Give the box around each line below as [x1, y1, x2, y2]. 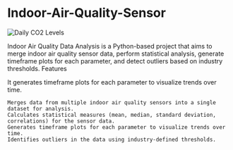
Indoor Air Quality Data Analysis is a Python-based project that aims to [7, 42, 213, 50]
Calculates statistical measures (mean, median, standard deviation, [7, 111, 217, 118]
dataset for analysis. [7, 105, 74, 112]
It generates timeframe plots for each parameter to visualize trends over [7, 77, 217, 86]
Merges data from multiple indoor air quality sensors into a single [7, 99, 217, 106]
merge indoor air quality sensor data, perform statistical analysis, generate [7, 49, 225, 58]
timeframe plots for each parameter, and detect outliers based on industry [7, 56, 223, 65]
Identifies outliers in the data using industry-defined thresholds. [7, 136, 217, 143]
